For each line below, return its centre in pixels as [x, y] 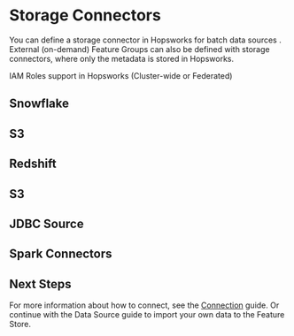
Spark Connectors [61, 254]
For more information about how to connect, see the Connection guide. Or [144, 305]
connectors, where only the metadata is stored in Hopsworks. [122, 58]
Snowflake [39, 104]
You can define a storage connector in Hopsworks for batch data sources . [145, 40]
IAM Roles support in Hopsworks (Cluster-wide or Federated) [121, 75]
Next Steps [40, 284]
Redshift [33, 164]
